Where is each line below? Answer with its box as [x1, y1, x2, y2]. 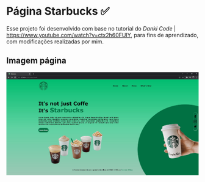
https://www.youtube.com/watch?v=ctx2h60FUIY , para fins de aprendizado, [6, 31, 199, 38]
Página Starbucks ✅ [6, 4, 110, 18]
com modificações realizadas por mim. [6, 38, 104, 45]
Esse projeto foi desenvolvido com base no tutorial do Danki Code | [6, 24, 176, 32]
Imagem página [6, 56, 67, 66]
